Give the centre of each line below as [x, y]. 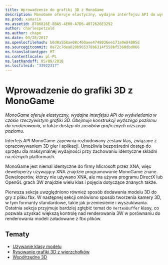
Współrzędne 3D [30, 257]
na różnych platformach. [30, 157]
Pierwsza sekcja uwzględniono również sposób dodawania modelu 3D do [81, 192]
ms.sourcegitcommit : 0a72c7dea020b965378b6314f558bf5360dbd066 [72, 47]
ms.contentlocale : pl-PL [31, 56]
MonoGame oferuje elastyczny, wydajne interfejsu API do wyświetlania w [81, 115]
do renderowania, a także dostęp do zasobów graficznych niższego [75, 126]
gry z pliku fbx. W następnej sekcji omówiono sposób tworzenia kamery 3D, [83, 197]
